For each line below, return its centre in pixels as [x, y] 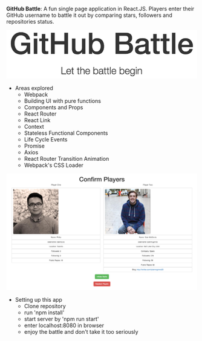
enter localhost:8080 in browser [64, 325]
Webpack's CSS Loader [54, 165]
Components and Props [54, 107]
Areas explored [34, 88]
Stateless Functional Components [66, 133]
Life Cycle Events [46, 139]
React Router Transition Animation [67, 158]
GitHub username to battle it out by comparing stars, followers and [89, 15]
